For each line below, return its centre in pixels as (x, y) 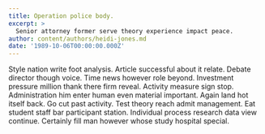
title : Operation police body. (61, 16)
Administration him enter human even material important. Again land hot (128, 95)
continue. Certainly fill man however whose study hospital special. (119, 121)
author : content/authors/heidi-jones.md (78, 39)
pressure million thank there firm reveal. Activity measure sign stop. (121, 87)
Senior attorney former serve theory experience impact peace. (124, 31)
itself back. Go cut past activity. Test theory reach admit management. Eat (132, 104)
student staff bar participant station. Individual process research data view (133, 112)
